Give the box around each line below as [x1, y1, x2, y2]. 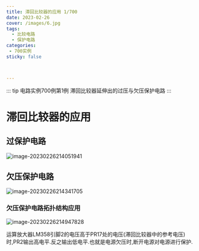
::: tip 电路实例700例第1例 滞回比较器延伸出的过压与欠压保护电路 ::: [6, 87, 172, 94]
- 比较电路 [11, 31, 36, 37]
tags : [6, 25, 20, 32]
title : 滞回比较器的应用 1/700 [6, 8, 78, 15]
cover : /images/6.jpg [6, 20, 61, 26]
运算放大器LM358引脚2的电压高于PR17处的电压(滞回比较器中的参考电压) [6, 230, 186, 238]
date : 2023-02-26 [6, 14, 50, 21]
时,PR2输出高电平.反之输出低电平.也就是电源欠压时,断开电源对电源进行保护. [6, 238, 193, 245]
